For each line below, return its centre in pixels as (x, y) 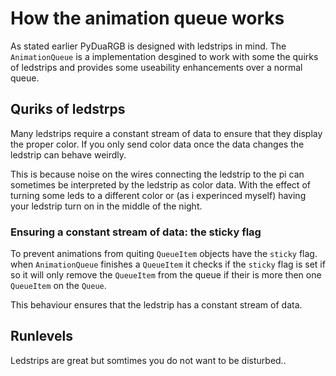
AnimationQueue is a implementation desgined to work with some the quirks (164, 56)
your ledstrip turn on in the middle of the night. (106, 206)
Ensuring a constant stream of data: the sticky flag (136, 232)
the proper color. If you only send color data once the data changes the (157, 144)
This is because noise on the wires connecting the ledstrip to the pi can (157, 174)
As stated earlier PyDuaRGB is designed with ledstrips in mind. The (148, 46)
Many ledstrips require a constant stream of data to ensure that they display (166, 133)
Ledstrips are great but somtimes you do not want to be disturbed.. (148, 360)
